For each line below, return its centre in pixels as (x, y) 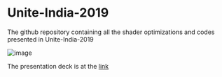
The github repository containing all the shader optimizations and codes (111, 32)
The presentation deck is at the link (58, 66)
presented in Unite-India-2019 (51, 39)
